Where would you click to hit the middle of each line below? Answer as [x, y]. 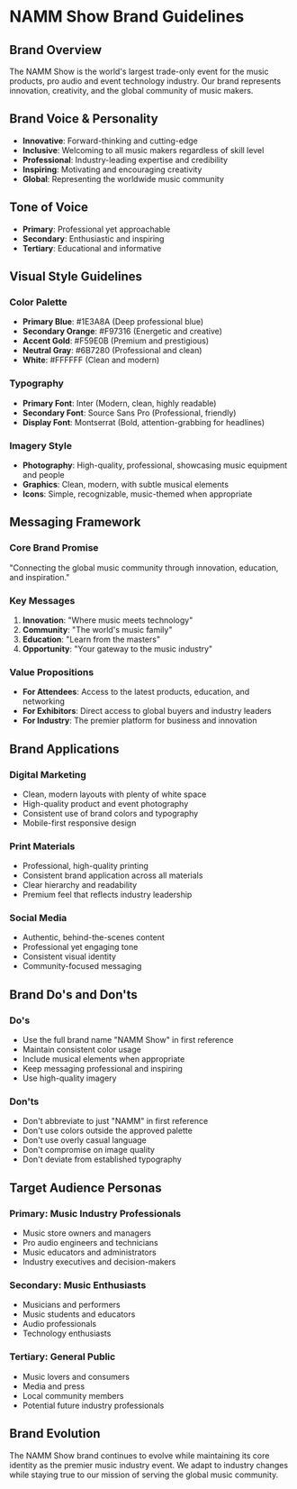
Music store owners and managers [86, 1233]
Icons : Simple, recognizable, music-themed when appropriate [137, 494]
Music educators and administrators [89, 1252]
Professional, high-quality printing [85, 866]
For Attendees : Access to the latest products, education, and [136, 692]
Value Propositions [52, 671]
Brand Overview [55, 50]
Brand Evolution [55, 1434]
